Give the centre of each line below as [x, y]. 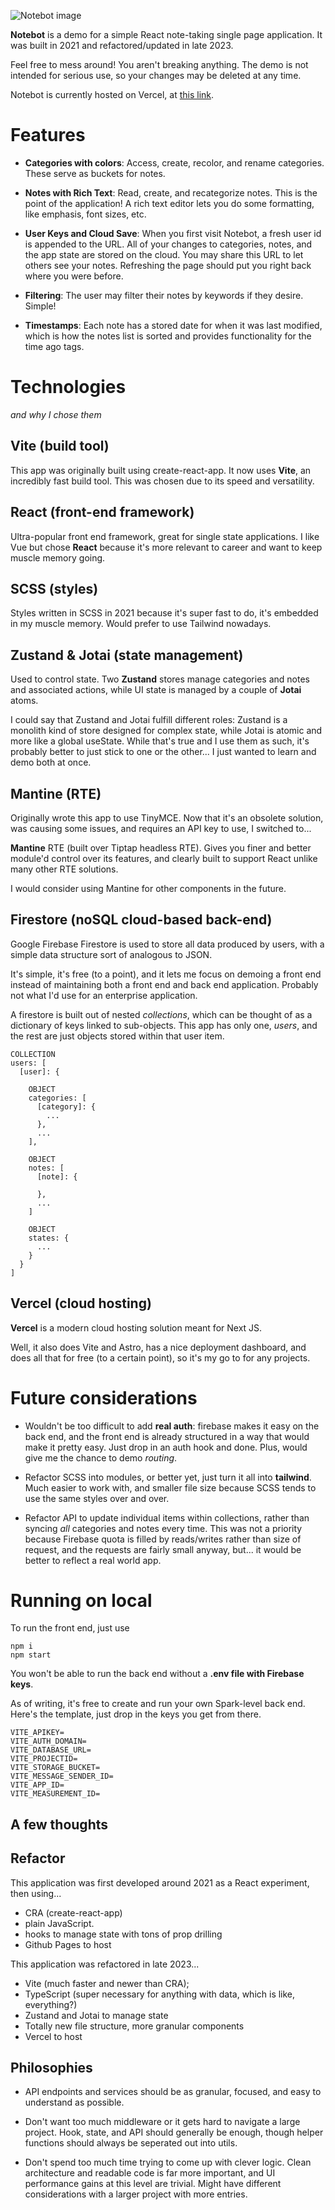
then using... [36, 1893]
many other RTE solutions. [64, 869]
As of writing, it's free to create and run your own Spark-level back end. [158, 1704]
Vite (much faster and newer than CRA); [107, 1983]
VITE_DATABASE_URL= [51, 1750]
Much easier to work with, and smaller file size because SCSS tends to [170, 1487]
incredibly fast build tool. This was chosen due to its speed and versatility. [162, 481]
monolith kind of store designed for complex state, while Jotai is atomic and [166, 731]
